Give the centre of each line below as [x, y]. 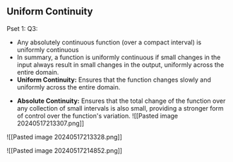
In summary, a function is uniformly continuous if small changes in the [119, 57]
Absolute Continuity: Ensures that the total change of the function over [121, 101]
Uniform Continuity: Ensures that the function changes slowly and [114, 80]
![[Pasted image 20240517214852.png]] [65, 150]
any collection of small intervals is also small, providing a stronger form [120, 108]
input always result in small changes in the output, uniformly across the [120, 64]
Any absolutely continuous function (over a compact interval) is [109, 42]
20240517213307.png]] [50, 123]
